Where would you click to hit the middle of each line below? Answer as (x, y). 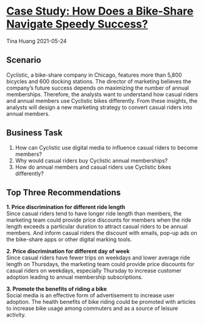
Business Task (34, 133)
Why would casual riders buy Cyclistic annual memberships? (91, 160)
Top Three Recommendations (64, 192)
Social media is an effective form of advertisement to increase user (90, 295)
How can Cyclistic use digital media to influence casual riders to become (106, 147)
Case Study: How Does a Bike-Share (100, 11)
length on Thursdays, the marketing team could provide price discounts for (100, 264)
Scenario (24, 60)
